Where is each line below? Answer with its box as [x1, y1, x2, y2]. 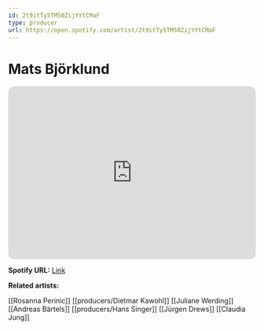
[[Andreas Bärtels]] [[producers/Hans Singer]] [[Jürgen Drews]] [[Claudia [8, 304, 246, 314]
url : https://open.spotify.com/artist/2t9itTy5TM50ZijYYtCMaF [8, 26, 216, 34]
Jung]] [8, 313, 30, 322]
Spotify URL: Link [8, 266, 66, 275]
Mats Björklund [8, 60, 110, 78]
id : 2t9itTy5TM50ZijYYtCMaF [8, 11, 101, 20]
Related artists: [8, 280, 60, 291]
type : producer [8, 19, 58, 27]
